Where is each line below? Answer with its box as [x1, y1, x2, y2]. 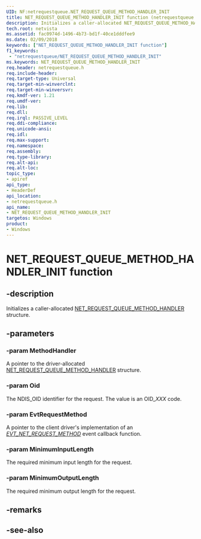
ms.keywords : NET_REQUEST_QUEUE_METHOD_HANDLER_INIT [6, 59, 141, 65]
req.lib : [6, 103, 28, 110]
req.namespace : [6, 142, 44, 149]
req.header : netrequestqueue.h [6, 64, 84, 71]
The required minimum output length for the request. [6, 487, 136, 495]
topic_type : [6, 170, 36, 177]
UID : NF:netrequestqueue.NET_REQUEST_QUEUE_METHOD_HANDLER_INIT [6, 8, 170, 15]
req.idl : [6, 131, 28, 138]
